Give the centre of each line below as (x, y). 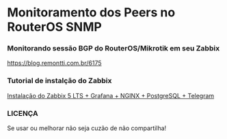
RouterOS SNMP (55, 27)
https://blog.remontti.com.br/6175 (54, 63)
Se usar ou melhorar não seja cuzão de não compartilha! (87, 128)
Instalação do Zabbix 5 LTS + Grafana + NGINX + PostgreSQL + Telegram (111, 95)
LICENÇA (23, 113)
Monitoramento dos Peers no (91, 13)
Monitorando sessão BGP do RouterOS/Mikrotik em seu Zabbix (113, 48)
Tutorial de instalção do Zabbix (59, 81)
